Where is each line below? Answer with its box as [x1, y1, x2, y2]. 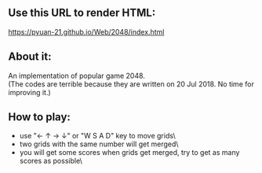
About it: [8, 50, 52, 64]
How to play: [8, 110, 71, 124]
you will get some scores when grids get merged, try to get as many [19, 148, 240, 157]
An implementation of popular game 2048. [8, 71, 145, 80]
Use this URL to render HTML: [8, 6, 156, 20]
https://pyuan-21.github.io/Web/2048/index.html [8, 27, 165, 36]
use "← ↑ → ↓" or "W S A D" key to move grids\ [19, 131, 176, 141]
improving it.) [8, 87, 51, 97]
